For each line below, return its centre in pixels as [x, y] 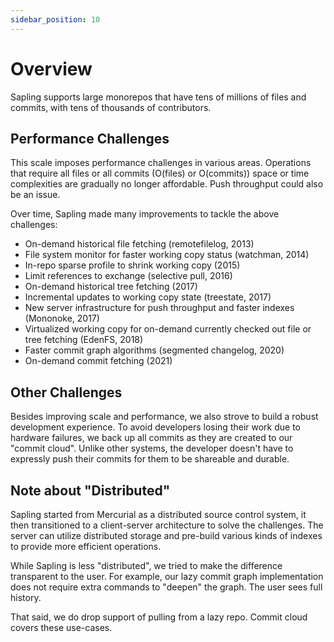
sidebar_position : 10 [55, 19]
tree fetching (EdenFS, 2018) [84, 340]
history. [26, 597]
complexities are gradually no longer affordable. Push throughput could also [167, 184]
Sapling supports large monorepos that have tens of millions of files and [158, 97]
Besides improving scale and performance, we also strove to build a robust [164, 417]
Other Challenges [66, 392]
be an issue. [35, 195]
